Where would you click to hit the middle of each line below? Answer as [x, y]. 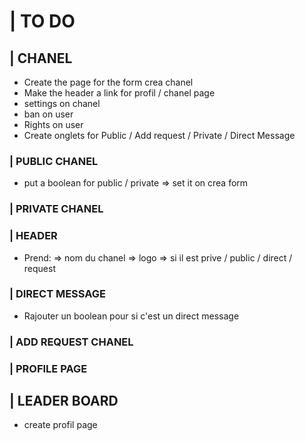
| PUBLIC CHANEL [54, 161]
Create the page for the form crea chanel [108, 82]
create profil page [60, 425]
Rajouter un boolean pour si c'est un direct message [131, 316]
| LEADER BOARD [64, 401]
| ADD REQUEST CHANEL [71, 342]
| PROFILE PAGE [48, 368]
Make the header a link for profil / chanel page [119, 93]
